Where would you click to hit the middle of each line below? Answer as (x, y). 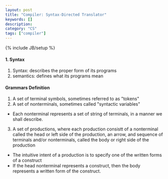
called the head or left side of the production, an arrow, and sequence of (88, 135)
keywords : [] (19, 19)
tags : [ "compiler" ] (26, 33)
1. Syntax (15, 59)
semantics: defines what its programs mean (58, 76)
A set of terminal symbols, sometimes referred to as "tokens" (76, 99)
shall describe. (28, 119)
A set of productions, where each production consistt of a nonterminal (85, 129)
